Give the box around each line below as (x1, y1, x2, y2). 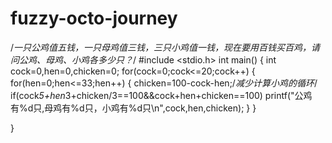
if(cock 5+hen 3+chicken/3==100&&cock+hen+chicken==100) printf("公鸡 (10, 89, 313, 101)
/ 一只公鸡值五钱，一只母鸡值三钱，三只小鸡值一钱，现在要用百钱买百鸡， (10, 41, 312, 53)
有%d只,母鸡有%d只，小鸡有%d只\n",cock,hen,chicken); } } (10, 102, 257, 114)
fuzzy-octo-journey (10, 7, 178, 30)
